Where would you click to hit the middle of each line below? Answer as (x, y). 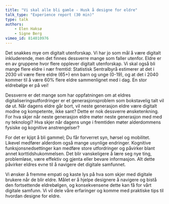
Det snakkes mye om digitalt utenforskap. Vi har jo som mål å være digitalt (83, 53)
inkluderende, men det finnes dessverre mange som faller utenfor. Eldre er (83, 58)
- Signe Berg (28, 34)
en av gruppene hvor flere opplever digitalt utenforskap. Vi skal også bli (80, 64)
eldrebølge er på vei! (27, 85)
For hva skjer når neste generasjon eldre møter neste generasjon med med (83, 116)
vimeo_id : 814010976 (27, 39)
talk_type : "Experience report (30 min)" (50, 15)
